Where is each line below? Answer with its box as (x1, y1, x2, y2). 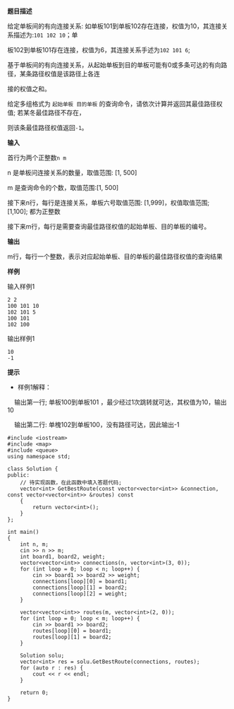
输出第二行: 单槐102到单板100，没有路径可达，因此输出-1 (13, 420, 180, 429)
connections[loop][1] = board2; (32, 584, 128, 591)
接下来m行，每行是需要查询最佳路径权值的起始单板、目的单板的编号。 (7, 222, 211, 230)
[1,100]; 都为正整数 (7, 208, 61, 215)
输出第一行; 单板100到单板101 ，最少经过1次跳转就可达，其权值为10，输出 (13, 398, 227, 406)
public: (7, 472, 30, 479)
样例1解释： (17, 383, 51, 391)
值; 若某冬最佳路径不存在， (7, 109, 86, 117)
